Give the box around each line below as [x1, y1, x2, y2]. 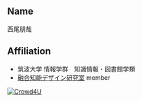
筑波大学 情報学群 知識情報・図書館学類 [17, 65, 136, 73]
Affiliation [7, 45, 52, 58]
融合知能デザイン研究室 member [17, 73, 111, 82]
